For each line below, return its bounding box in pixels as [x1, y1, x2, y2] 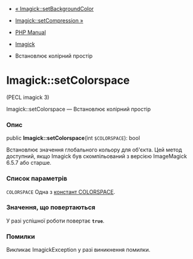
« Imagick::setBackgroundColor [15, 5, 94, 12]
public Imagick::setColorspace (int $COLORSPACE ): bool [6, 134, 140, 142]
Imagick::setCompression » [15, 17, 83, 24]
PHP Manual [15, 29, 47, 36]
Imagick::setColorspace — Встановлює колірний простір [6, 105, 151, 112]
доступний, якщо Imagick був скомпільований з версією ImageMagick [6, 153, 188, 160]
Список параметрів [6, 174, 68, 183]
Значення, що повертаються [6, 203, 96, 212]
